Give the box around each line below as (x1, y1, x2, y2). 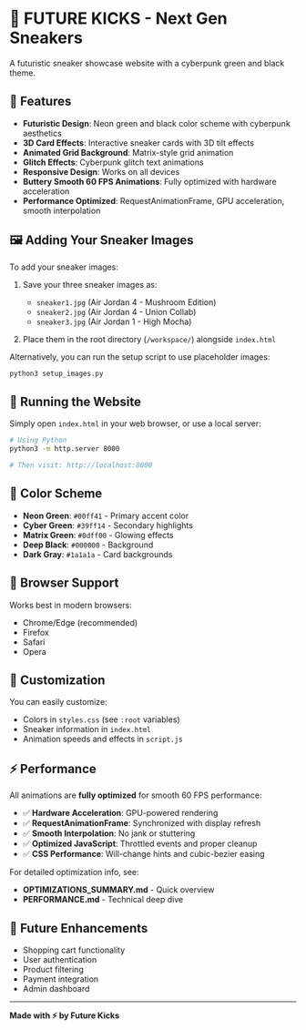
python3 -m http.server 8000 (9, 444, 120, 454)
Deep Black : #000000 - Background (22, 539, 154, 550)
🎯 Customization (9, 672, 106, 688)
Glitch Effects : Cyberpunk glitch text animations (22, 157, 204, 168)
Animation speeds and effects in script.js (22, 733, 184, 745)
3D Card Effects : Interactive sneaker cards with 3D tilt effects (22, 137, 255, 148)
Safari (22, 637, 46, 648)
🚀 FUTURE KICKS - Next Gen (9, 8, 228, 29)
